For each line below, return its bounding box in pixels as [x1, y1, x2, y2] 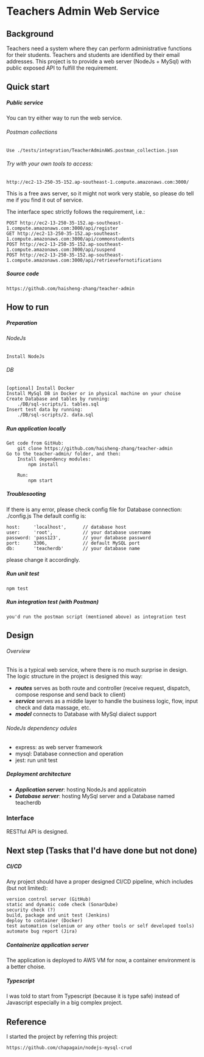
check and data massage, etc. [15, 704, 91, 711]
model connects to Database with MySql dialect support [15, 710, 157, 718]
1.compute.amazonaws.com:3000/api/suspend [6, 246, 116, 253]
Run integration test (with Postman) [6, 598, 99, 606]
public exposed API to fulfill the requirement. [6, 64, 118, 71]
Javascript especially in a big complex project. [6, 999, 123, 1006]
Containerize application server [6, 941, 89, 948]
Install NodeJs [6, 353, 45, 360]
